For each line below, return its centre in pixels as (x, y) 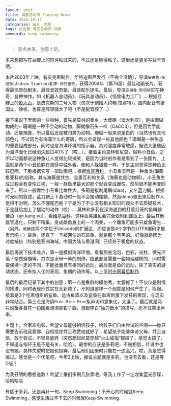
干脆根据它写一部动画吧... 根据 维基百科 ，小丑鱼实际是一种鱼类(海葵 (93, 171)
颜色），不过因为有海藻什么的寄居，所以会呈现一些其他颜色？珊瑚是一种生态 (84, 139)
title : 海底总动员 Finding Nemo (38, 15)
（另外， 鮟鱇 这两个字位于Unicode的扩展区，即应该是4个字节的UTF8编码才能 (85, 229)
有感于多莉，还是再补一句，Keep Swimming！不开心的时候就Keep (75, 391)
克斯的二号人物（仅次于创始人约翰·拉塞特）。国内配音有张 (105, 103)
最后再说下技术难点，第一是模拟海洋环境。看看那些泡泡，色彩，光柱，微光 (83, 252)
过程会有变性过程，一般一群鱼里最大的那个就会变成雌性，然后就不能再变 (85, 184)
